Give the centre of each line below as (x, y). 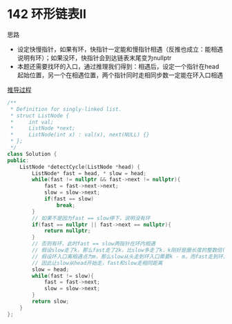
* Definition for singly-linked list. (66, 109)
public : (18, 160)
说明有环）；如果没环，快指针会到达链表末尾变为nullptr (94, 58)
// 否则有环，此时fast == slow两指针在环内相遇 (94, 244)
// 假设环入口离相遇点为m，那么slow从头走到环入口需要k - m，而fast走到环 (128, 256)
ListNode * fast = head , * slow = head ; (89, 173)
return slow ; (51, 302)
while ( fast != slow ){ (63, 276)
